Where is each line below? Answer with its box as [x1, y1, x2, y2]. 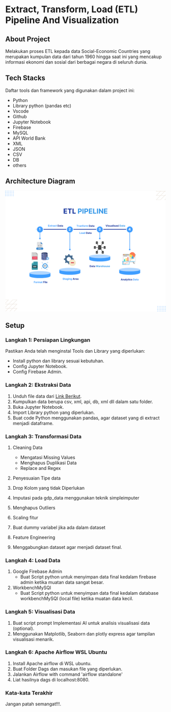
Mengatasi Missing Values [20, 454, 75, 460]
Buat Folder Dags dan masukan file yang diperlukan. [12, 666, 123, 672]
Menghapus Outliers [12, 505, 55, 511]
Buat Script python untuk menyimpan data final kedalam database [20, 590, 159, 596]
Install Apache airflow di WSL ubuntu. [12, 660, 92, 666]
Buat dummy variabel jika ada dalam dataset [12, 524, 106, 531]
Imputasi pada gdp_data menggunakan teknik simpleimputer [12, 494, 139, 500]
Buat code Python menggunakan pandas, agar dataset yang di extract [12, 414, 160, 421]
